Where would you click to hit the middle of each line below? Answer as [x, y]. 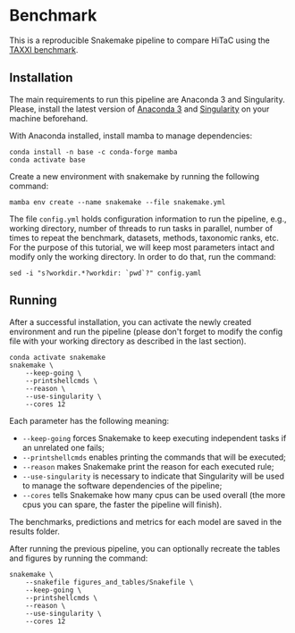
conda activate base [48, 160]
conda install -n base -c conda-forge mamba [93, 152]
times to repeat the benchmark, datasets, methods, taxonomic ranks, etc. [144, 237]
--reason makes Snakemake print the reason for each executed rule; [148, 466]
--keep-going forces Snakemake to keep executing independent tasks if [154, 437]
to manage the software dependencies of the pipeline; [122, 485]
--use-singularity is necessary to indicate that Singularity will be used [153, 476]
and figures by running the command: [79, 558]
